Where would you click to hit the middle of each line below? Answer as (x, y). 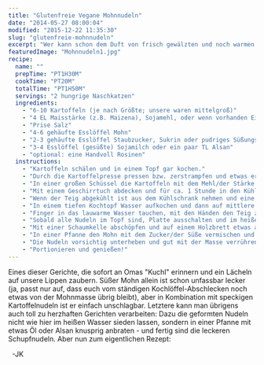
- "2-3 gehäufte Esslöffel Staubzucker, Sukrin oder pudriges (126, 140)
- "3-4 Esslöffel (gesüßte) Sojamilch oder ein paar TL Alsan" (128, 147)
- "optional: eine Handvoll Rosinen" (84, 154)
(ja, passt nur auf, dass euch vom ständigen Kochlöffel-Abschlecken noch (128, 289)
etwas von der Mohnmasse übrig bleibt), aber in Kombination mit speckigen (131, 297)
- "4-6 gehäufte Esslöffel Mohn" (77, 132)
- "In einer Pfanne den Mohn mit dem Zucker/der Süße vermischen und (139, 235)
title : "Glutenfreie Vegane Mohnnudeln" (75, 15)
